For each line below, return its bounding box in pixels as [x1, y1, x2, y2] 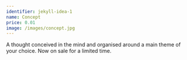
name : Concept [6, 14, 41, 20]
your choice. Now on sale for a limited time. [6, 48, 112, 55]
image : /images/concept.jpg [6, 25, 76, 31]
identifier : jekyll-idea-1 [6, 8, 73, 15]
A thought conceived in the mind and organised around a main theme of [6, 41, 181, 48]
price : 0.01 [6, 19, 35, 25]
